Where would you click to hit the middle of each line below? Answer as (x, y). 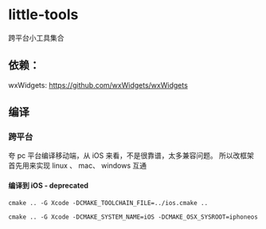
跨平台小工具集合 (36, 38)
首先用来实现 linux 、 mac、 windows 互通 (78, 166)
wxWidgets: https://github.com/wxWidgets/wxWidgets (98, 85)
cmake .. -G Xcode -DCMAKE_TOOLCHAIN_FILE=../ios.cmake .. (108, 203)
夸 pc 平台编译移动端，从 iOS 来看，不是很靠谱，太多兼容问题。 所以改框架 (131, 156)
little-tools (43, 15)
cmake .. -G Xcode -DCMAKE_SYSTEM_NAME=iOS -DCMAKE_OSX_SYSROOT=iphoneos (133, 217)
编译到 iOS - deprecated (49, 186)
